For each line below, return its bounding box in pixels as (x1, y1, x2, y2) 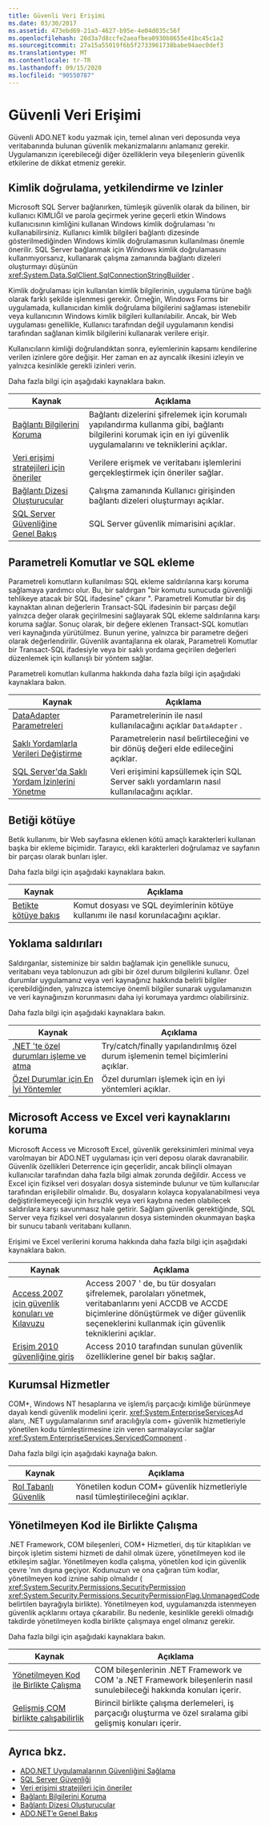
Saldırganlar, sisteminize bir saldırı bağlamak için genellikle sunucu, (8, 958, 230, 968)
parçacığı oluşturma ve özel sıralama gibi (94, 1707, 248, 1719)
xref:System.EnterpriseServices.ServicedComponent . (8, 1433, 187, 1443)
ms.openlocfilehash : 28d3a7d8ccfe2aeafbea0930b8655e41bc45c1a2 (8, 34, 224, 42)
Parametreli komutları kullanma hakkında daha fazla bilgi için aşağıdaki (8, 669, 241, 679)
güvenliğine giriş (12, 1351, 74, 1362)
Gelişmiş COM (12, 1703, 66, 1714)
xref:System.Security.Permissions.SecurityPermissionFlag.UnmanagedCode (8, 1591, 260, 1601)
